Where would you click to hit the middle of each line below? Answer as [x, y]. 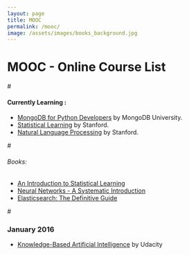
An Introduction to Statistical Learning [71, 183]
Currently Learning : [37, 102]
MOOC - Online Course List [87, 67]
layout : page [26, 14]
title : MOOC [24, 20]
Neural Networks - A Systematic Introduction [81, 191]
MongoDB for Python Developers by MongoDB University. [100, 118]
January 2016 [31, 229]
